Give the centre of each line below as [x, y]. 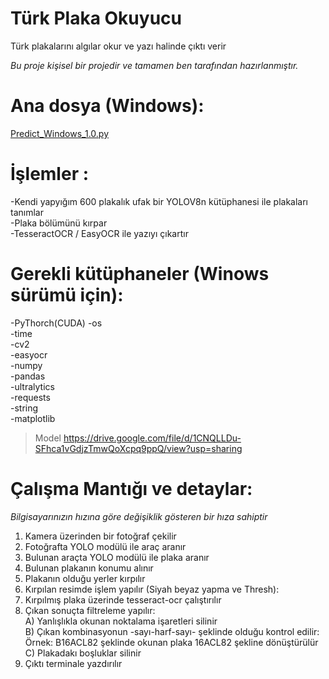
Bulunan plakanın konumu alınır [89, 568]
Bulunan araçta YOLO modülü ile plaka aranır [117, 557]
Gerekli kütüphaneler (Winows [140, 274]
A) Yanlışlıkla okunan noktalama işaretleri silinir [121, 621]
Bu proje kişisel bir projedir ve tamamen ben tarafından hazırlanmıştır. [154, 65]
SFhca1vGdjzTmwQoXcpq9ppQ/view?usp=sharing [138, 448]
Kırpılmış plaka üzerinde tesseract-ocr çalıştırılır [123, 599]
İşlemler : [50, 174]
